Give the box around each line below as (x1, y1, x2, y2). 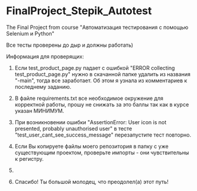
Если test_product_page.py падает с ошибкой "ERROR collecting (14, 64, 175, 72)
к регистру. (14, 155, 44, 162)
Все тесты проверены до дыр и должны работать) (6, 41, 134, 48)
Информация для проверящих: (6, 53, 84, 60)
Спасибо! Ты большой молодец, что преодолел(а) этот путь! (14, 178, 169, 185)
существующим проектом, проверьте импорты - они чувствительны (14, 149, 189, 156)
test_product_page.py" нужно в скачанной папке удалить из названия (14, 70, 191, 77)
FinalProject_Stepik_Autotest (6, 4, 152, 18)
